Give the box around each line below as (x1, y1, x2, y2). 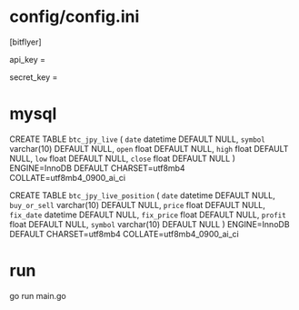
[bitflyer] (9, 36, 43, 47)
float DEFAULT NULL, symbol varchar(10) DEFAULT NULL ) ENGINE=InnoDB (9, 218, 290, 229)
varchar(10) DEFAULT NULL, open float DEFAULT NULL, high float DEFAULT (9, 143, 289, 154)
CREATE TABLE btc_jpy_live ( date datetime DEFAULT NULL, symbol (9, 134, 265, 145)
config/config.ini (9, 6, 140, 27)
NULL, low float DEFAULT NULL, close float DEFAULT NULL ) (9, 153, 236, 164)
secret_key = (9, 71, 58, 83)
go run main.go (9, 290, 66, 301)
